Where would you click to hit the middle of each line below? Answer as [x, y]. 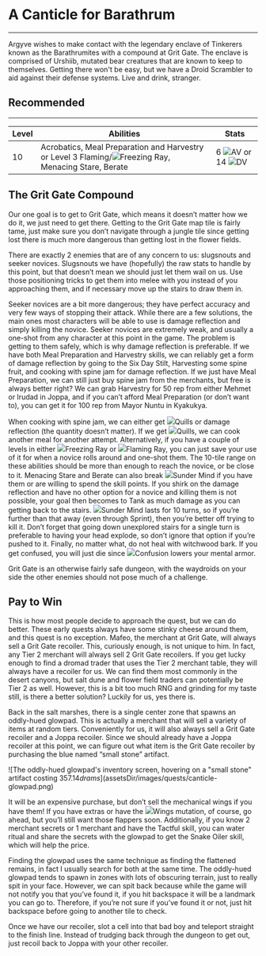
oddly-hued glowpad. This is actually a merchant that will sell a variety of [127, 721]
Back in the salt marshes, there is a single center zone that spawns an [122, 712]
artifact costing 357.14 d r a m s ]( [57, 778]
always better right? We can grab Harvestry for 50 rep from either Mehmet [130, 388]
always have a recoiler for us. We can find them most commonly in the [123, 672]
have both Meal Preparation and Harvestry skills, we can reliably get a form [131, 354]
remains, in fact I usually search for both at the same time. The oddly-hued [130, 869]
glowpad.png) [31, 787]
